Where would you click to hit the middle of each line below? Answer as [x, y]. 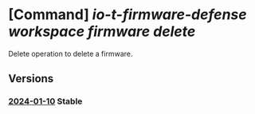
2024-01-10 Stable [45, 101]
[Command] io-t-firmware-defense [127, 15]
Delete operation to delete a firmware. [71, 53]
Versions [31, 79]
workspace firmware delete [102, 31]
